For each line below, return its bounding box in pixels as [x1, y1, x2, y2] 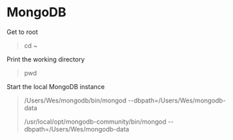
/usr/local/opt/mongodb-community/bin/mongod [23, 117, 167, 126]
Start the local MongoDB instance [6, 82, 106, 91]
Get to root [6, 28, 38, 36]
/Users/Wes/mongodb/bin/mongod [23, 96, 127, 105]
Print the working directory [6, 54, 85, 64]
